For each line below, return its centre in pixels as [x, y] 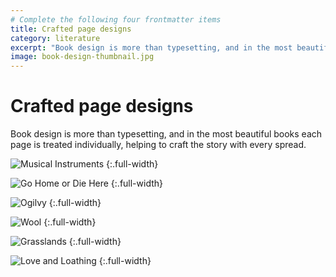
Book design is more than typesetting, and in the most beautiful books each [166, 134]
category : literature [55, 38]
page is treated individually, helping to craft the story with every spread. [158, 145]
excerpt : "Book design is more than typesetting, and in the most [151, 47]
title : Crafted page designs [71, 29]
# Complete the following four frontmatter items [116, 19]
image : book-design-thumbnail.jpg [82, 57]
